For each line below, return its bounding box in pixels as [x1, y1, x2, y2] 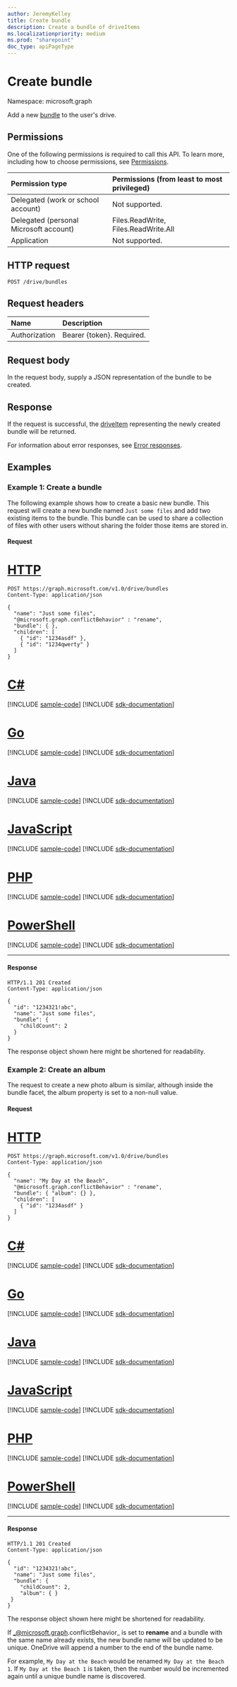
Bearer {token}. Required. [62, 330, 146, 340]
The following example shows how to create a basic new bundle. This [7, 499, 209, 507]
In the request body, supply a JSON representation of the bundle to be [7, 373, 212, 381]
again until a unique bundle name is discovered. [7, 1671, 146, 1680]
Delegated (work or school [11, 195, 99, 205]
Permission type [11, 178, 68, 188]
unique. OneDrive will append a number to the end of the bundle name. [7, 1643, 214, 1652]
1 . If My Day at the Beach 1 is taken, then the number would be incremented [7, 1664, 229, 1673]
